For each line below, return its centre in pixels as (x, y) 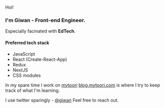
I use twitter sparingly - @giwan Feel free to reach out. (62, 100)
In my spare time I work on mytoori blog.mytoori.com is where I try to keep (83, 85)
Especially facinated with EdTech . (40, 31)
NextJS (20, 70)
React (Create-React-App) (40, 59)
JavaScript (24, 54)
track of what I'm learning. (33, 90)
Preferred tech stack (27, 43)
